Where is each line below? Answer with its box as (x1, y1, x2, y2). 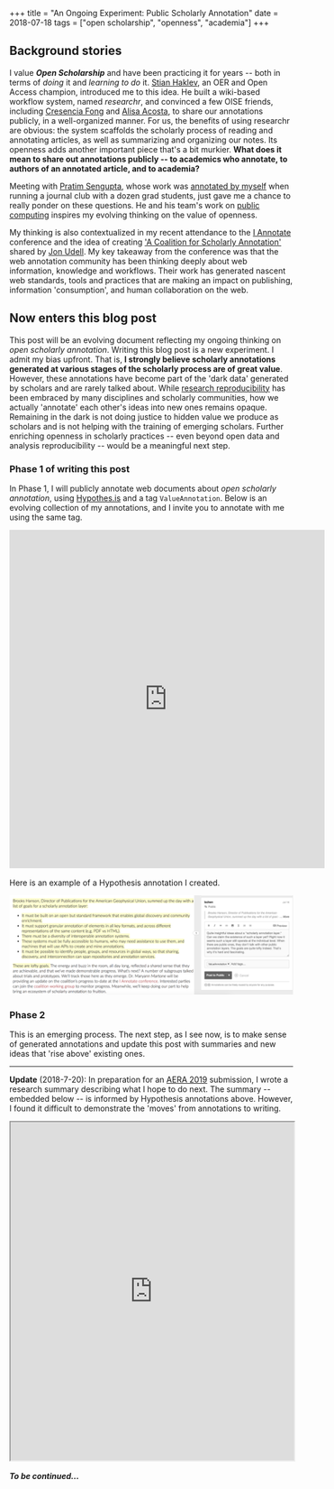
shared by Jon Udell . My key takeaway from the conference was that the (9, 245, 279, 256)
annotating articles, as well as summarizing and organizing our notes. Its (9, 134, 277, 145)
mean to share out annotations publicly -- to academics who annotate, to (9, 153, 288, 164)
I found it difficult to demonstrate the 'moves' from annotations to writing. (9, 1103, 282, 1114)
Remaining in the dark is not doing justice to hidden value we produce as (9, 411, 279, 422)
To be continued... (9, 1471, 79, 1482)
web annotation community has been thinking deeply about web (9, 255, 248, 266)
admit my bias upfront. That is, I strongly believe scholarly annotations (9, 354, 276, 365)
